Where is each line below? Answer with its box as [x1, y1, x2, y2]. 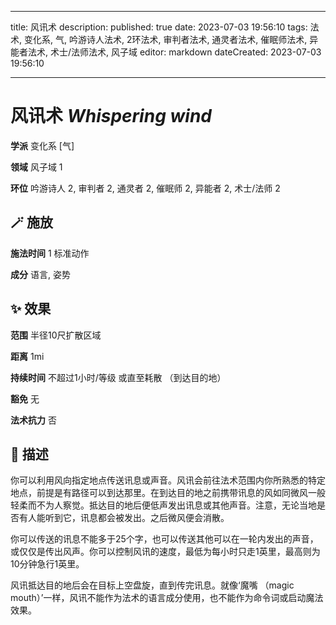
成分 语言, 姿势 [10, 268, 71, 280]
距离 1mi [10, 350, 45, 362]
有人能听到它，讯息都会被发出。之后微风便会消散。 [18, 512, 230, 524]
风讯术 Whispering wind [10, 105, 212, 128]
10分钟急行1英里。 [10, 558, 85, 570]
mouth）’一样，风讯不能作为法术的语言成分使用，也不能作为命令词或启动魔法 [10, 592, 324, 604]
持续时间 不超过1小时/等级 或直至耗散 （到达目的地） [10, 371, 227, 383]
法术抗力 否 [10, 414, 57, 426]
